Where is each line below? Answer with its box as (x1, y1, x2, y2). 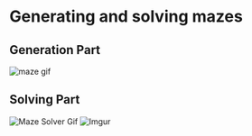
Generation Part (9, 42, 101, 58)
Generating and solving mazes (9, 6, 244, 27)
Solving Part (9, 92, 80, 107)
